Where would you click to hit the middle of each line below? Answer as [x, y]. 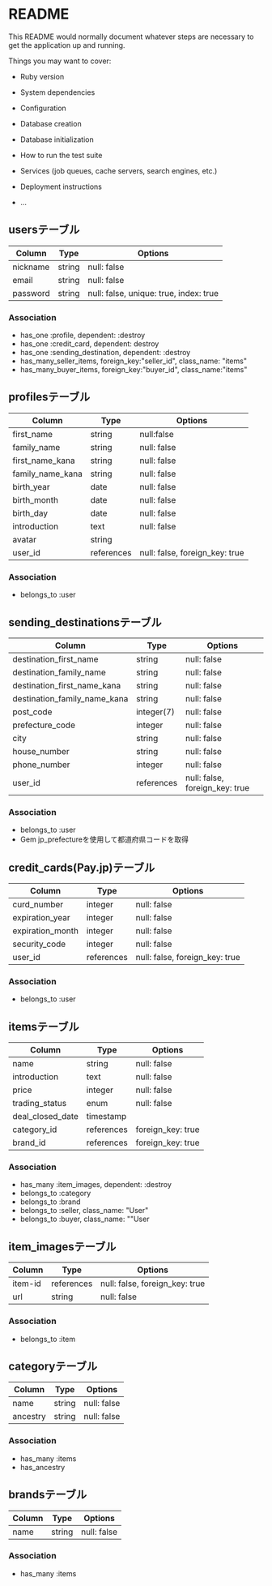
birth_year [31, 487]
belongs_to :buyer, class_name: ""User [85, 1219]
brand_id [29, 1142]
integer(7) [156, 712]
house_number [41, 751]
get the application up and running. [67, 45]
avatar [24, 539]
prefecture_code [44, 725]
